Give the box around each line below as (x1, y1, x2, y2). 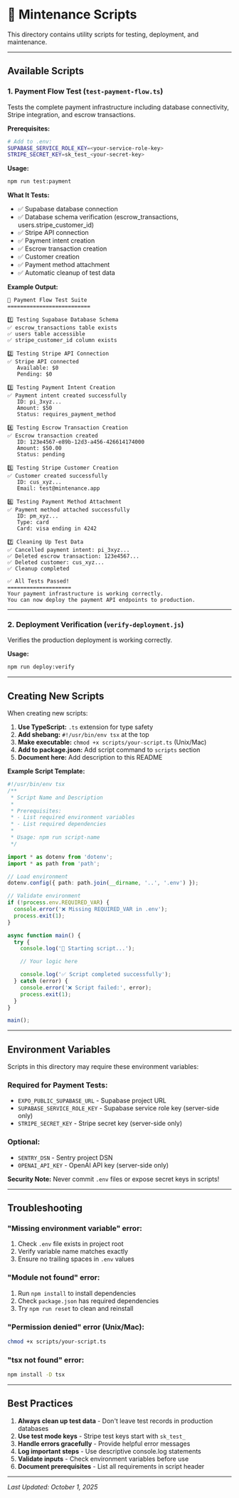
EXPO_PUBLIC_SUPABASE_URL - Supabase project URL (17, 1096, 167, 1105)
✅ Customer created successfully (7, 473, 108, 480)
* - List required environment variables (10, 814, 135, 821)
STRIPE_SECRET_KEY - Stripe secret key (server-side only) (17, 1119, 183, 1127)
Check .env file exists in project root (17, 1240, 124, 1248)
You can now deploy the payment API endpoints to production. (7, 596, 196, 604)
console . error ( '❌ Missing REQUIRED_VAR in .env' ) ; (14, 906, 168, 913)
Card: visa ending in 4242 (16, 525, 97, 533)
